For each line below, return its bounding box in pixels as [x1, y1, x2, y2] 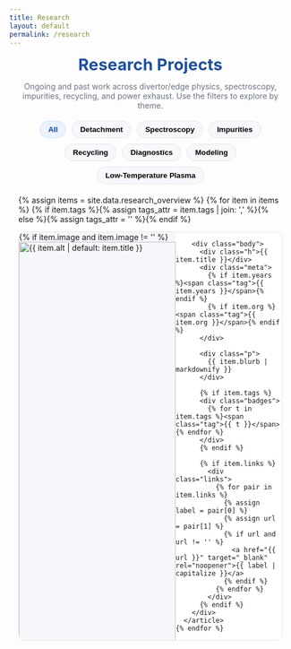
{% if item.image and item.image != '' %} [19, 232, 169, 243]
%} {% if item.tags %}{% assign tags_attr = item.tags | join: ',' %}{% [18, 204, 270, 215]
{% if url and [223, 530, 276, 539]
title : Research [9, 13, 70, 22]
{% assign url [223, 515, 276, 524]
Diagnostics [130, 148, 173, 158]
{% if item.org [207, 302, 264, 312]
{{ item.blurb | [207, 358, 269, 367]
